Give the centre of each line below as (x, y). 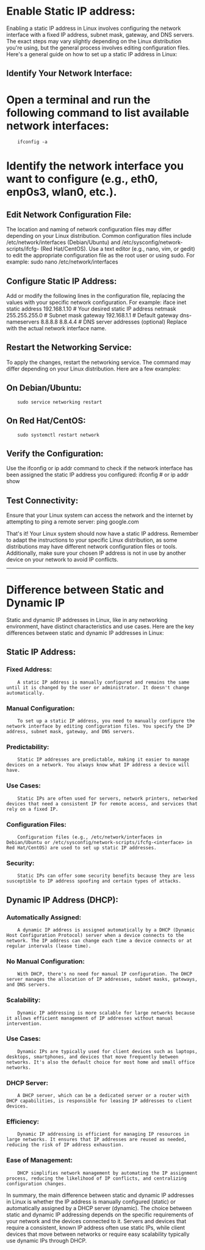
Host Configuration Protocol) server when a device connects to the (95, 935)
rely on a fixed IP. (33, 809)
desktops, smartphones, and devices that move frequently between (92, 1057)
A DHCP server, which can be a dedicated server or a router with (103, 1096)
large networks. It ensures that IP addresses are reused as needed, (97, 1140)
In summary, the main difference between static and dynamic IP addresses (100, 1195)
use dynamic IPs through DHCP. (47, 1240)
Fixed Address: (29, 670)
